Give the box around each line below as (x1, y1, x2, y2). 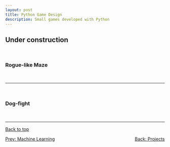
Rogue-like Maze (5, 62, 48, 69)
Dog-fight (5, 100, 30, 107)
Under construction (5, 35, 68, 44)
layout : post (5, 7, 33, 13)
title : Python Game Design (5, 12, 62, 17)
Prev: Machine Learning (5, 136, 55, 142)
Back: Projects (135, 136, 165, 142)
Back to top (5, 126, 29, 132)
